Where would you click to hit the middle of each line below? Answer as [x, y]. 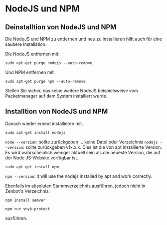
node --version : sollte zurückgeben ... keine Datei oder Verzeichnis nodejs [82, 142]
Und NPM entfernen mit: [30, 72]
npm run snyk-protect [28, 209]
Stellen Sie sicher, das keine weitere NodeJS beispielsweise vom [72, 91]
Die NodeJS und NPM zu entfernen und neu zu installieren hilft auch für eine [84, 39]
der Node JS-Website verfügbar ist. [42, 158]
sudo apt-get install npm [32, 167]
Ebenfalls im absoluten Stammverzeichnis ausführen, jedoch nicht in [75, 186]
